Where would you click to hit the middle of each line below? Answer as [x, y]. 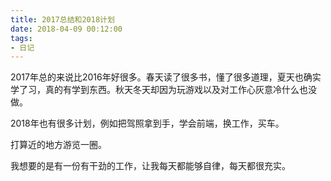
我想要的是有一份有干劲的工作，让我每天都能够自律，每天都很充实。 [150, 166]
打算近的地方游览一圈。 [58, 145]
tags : [21, 38]
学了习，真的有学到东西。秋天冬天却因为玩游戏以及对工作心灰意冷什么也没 [163, 90]
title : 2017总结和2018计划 [62, 19]
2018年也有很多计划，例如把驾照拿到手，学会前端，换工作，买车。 [147, 123]
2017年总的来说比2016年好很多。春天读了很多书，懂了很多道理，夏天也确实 [166, 77]
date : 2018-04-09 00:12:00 [66, 29]
